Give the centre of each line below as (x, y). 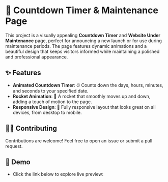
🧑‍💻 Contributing (31, 128)
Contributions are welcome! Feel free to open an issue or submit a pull (79, 141)
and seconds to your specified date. (50, 90)
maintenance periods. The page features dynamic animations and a (76, 46)
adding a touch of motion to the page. (52, 102)
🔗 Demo (18, 162)
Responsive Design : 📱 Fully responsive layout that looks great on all (84, 107)
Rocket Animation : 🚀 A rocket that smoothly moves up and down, (81, 96)
